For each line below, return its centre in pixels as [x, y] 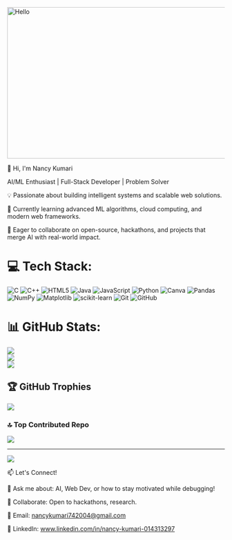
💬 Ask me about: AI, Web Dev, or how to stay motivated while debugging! [111, 488]
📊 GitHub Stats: [54, 327]
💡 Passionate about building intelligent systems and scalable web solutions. [115, 195]
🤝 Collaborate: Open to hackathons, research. [72, 502]
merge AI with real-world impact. [54, 237]
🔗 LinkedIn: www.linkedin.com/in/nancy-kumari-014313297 [91, 528]
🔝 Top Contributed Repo [48, 424]
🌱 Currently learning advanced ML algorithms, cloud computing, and [105, 209]
